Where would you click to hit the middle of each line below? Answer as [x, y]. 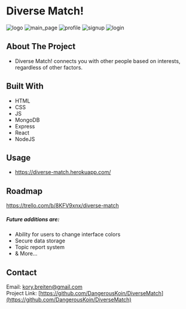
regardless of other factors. [48, 67]
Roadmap [25, 191]
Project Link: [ [23, 293]
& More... [26, 254]
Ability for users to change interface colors [68, 235]
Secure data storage [40, 241]
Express [25, 126]
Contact [22, 272]
